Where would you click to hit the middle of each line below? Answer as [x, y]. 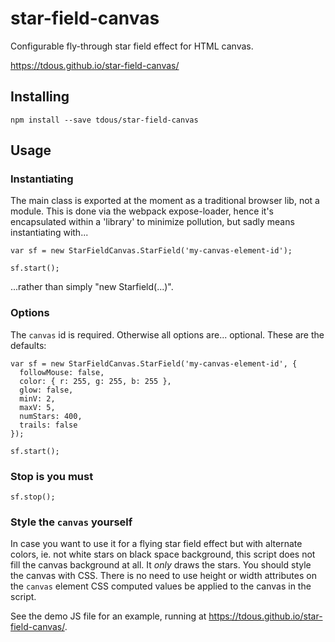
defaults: [28, 345]
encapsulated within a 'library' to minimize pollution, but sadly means [152, 222]
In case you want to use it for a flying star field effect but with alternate [156, 544]
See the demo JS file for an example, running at [108, 616]
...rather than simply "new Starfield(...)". [92, 287]
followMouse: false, [62, 372]
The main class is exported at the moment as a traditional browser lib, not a [165, 201]
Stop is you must [52, 476]
